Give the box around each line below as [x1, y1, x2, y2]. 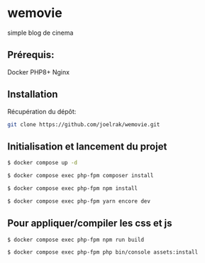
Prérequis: [7, 49, 55, 61]
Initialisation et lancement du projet [7, 140, 167, 152]
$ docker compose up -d [7, 160, 78, 167]
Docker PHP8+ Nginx [7, 67, 70, 76]
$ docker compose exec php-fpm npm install [7, 185, 138, 192]
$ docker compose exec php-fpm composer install [7, 172, 154, 179]
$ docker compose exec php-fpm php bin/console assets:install [7, 249, 199, 256]
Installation [7, 89, 58, 101]
